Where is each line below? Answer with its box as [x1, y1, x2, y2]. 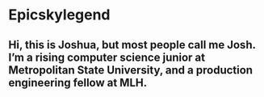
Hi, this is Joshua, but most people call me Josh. [8, 38, 256, 52]
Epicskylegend [8, 6, 111, 24]
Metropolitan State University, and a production [8, 63, 253, 77]
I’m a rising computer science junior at [8, 50, 206, 64]
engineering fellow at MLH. [8, 75, 148, 90]
